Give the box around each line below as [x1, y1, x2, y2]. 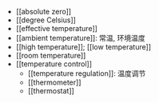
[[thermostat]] [27, 86, 74, 95]
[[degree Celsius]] [15, 15, 76, 25]
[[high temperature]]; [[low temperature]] [15, 42, 152, 51]
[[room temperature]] [15, 51, 86, 60]
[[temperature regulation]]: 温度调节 [27, 69, 146, 78]
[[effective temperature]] [15, 24, 98, 33]
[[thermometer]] [27, 77, 81, 87]
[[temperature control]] [15, 59, 93, 69]
